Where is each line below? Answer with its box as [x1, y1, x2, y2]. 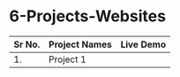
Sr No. [13, 38, 41, 50]
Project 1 [48, 53, 86, 65]
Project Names [48, 38, 112, 50]
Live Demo [120, 38, 166, 50]
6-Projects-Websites [9, 6, 166, 27]
